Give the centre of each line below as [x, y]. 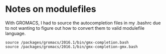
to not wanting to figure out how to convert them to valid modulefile [75, 28]
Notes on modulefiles [51, 9]
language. [16, 33]
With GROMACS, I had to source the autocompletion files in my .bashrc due [83, 23]
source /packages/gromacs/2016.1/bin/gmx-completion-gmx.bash [71, 47]
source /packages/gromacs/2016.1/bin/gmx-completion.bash [67, 42]
